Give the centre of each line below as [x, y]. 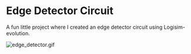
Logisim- [174, 27]
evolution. [18, 33]
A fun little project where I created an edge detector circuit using [84, 27]
